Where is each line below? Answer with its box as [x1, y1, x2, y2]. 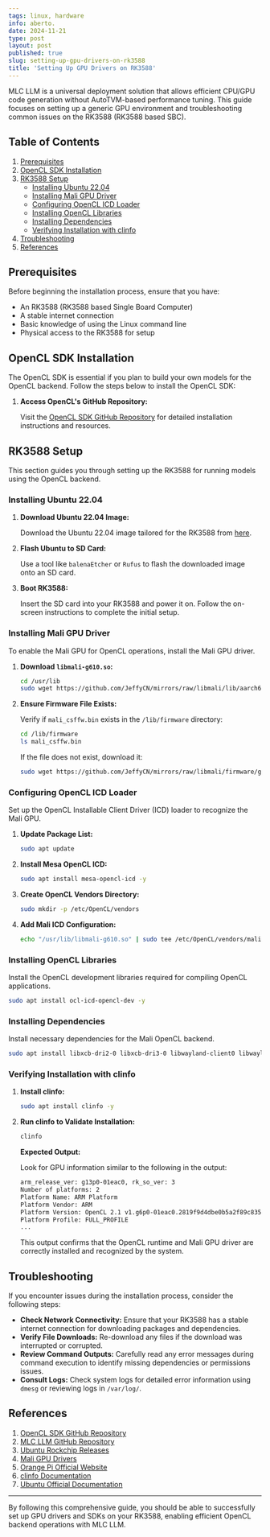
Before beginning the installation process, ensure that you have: [8, 286, 220, 296]
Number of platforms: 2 [19, 1186, 100, 1194]
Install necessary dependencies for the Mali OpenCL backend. [8, 1034, 215, 1044]
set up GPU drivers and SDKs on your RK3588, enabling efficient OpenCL [8, 1510, 252, 1521]
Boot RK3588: [19, 583, 68, 593]
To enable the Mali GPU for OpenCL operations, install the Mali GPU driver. [8, 645, 256, 656]
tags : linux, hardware [8, 11, 84, 20]
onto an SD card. [19, 568, 76, 578]
